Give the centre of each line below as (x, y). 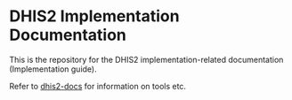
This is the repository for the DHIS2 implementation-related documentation (146, 59)
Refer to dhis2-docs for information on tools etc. (98, 86)
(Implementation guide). (53, 69)
